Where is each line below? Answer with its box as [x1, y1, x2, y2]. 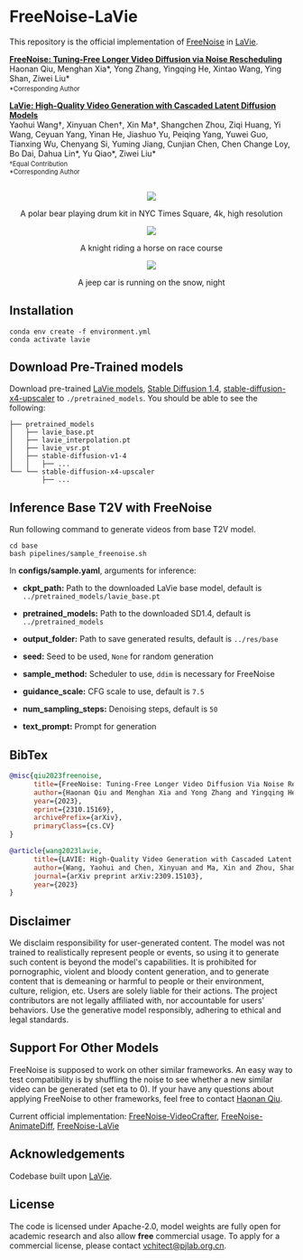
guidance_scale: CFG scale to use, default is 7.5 [22, 686, 205, 697]
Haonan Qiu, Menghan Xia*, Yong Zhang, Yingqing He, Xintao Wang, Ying [9, 63, 282, 74]
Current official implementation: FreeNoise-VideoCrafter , [9, 1110, 219, 1122]
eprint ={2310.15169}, [32, 804, 115, 814]
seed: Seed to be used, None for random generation [22, 651, 214, 662]
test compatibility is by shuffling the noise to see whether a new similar [9, 1074, 273, 1085]
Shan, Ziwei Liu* [9, 72, 70, 83]
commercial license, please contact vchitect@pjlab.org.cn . [9, 1240, 227, 1251]
